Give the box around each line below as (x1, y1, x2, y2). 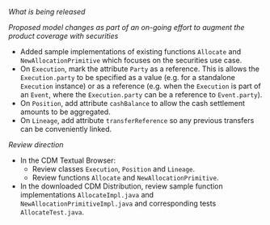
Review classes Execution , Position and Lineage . (32, 164, 196, 173)
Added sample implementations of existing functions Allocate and (19, 47, 241, 56)
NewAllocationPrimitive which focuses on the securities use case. (19, 56, 243, 65)
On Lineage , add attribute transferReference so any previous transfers (19, 116, 255, 125)
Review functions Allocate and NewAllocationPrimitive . (32, 173, 219, 182)
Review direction (8, 140, 64, 149)
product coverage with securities (8, 32, 119, 40)
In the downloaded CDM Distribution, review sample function (19, 181, 224, 191)
